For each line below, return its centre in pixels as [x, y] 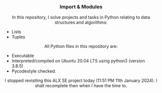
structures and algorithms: [81, 22]
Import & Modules [81, 7]
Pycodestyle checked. [34, 71]
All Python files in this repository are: [81, 46]
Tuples [18, 37]
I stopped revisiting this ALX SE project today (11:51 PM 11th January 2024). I [81, 80]
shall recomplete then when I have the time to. [81, 86]
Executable [23, 56]
